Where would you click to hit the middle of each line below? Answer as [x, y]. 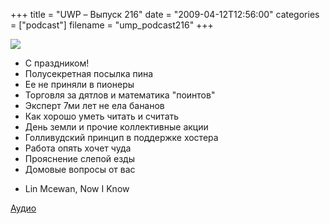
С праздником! [57, 63]
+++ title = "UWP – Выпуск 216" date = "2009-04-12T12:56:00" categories [165, 14]
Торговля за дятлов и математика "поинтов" [120, 95]
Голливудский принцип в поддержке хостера [121, 137]
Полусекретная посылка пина [89, 73]
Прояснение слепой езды [79, 158]
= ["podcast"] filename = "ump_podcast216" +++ [112, 25]
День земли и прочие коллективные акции [116, 127]
